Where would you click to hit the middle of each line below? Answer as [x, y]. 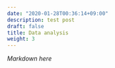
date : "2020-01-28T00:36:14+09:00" [58, 13]
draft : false [26, 26]
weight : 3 [21, 39]
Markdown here [29, 58]
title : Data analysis [38, 33]
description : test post [41, 20]
